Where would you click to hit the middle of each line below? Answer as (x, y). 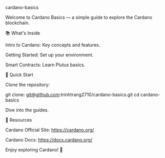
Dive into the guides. (27, 110)
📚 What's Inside (23, 33)
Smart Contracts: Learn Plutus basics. (45, 65)
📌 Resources (19, 120)
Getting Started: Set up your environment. (49, 55)
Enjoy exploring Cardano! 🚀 (34, 150)
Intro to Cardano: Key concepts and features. (53, 45)
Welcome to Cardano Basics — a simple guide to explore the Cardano (79, 17)
